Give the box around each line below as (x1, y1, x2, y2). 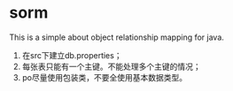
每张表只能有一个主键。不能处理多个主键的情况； (21, 61, 201, 72)
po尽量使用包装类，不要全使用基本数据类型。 (21, 72, 188, 82)
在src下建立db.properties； (21, 49, 122, 60)
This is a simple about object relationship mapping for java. (9, 32, 224, 42)
